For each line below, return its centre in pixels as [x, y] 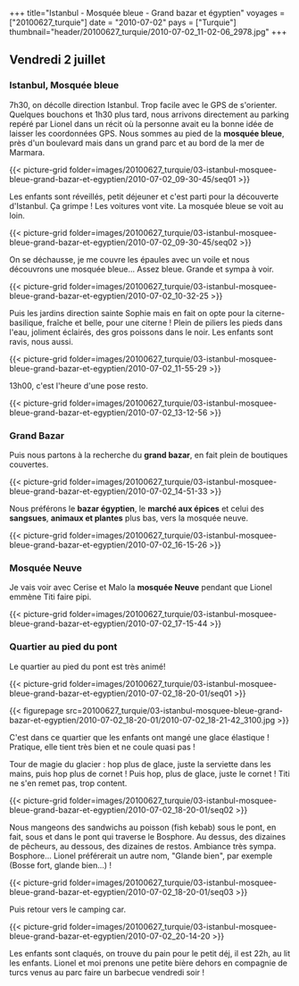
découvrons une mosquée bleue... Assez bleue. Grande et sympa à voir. [142, 269]
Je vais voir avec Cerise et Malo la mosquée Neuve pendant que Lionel [141, 588]
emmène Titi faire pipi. [50, 597]
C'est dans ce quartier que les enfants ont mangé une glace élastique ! [139, 737]
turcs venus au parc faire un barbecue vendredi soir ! [107, 972]
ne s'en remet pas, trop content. [68, 783]
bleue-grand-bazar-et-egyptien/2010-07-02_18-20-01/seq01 [120, 693]
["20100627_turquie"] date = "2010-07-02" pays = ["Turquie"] [123, 22]
